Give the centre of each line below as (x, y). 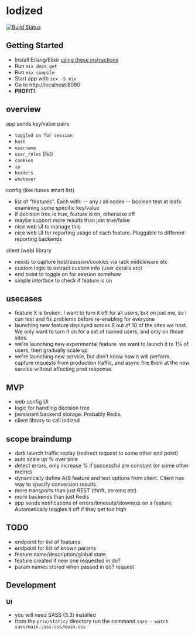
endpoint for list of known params (55, 548)
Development (31, 585)
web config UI (31, 402)
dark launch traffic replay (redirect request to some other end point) (96, 453)
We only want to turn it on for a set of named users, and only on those (99, 332)
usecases (24, 299)
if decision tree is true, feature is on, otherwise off (75, 214)
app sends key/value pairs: (39, 123)
